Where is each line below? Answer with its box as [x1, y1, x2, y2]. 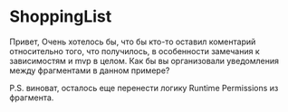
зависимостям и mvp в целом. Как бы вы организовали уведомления [9, 55, 279, 66]
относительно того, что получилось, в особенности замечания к [9, 45, 260, 56]
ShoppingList [9, 6, 112, 27]
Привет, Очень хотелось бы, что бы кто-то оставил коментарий [9, 36, 256, 47]
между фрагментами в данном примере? [9, 65, 170, 76]
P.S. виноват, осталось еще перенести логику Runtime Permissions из [9, 82, 279, 93]
